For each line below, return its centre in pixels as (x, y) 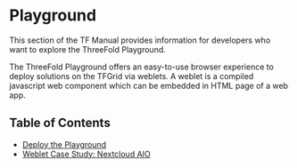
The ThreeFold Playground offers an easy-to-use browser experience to (142, 67)
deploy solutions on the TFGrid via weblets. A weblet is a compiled (132, 76)
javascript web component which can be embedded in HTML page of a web (148, 85)
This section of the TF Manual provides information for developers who (140, 40)
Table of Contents (60, 123)
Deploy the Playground (64, 144)
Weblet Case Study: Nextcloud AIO (87, 154)
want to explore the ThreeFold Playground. (88, 49)
